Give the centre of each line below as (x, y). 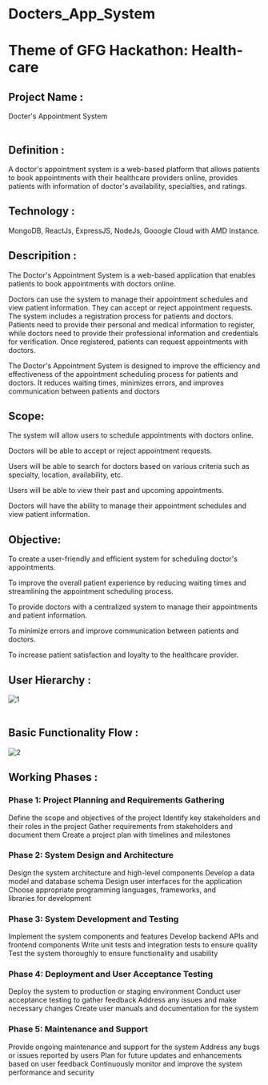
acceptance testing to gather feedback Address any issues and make (123, 1000)
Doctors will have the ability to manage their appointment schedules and (127, 506)
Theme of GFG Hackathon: (98, 51)
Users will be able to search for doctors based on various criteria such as (129, 466)
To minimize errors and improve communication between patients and (124, 631)
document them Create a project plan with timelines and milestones (120, 835)
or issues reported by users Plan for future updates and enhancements (125, 1055)
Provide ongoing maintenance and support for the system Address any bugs (134, 1047)
